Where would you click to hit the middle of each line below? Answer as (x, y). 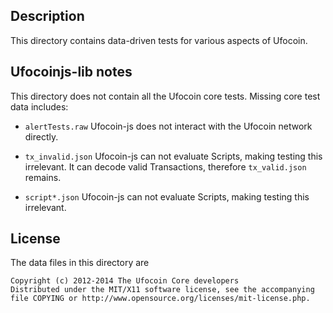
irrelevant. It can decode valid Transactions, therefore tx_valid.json (165, 166)
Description (47, 16)
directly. (41, 136)
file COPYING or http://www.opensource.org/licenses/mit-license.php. (160, 299)
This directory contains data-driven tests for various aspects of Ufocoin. (159, 40)
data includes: (39, 106)
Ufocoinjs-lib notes (71, 72)
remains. (43, 177)
